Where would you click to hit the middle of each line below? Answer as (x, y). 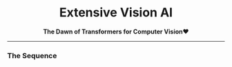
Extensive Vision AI (116, 13)
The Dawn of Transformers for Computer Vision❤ (116, 31)
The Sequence (32, 55)
